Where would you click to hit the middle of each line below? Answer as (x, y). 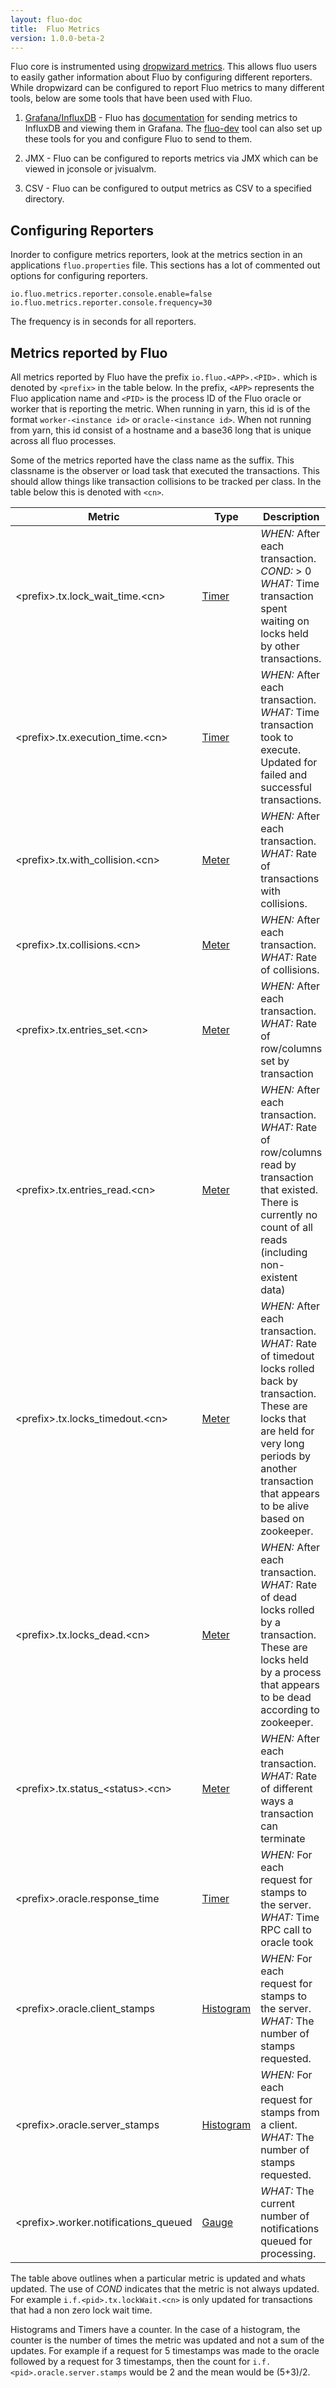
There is (280, 1202)
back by (279, 1381)
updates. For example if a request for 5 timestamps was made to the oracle (165, 2350)
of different (286, 1788)
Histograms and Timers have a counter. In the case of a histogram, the (155, 2329)
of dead (279, 1597)
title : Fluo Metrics (55, 29)
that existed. (289, 1189)
